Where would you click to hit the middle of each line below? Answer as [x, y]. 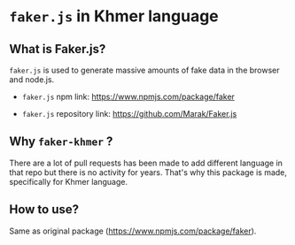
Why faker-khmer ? [61, 142]
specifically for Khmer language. [69, 181]
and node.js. [32, 80]
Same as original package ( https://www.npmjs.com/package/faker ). [133, 231]
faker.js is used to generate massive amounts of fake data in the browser [145, 70]
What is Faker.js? [58, 49]
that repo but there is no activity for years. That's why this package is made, [148, 172]
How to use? [44, 210]
